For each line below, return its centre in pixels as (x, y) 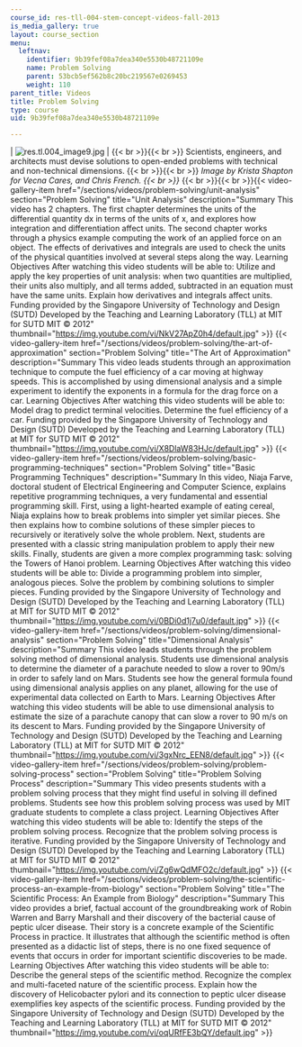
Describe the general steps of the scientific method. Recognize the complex (151, 975)
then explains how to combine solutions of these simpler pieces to (133, 525)
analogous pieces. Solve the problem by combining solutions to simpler (142, 583)
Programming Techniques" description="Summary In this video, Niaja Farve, (151, 478)
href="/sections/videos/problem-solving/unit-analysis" (158, 190)
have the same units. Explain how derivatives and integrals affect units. (142, 296)
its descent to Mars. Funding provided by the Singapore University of (138, 726)
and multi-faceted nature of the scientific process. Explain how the (133, 985)
